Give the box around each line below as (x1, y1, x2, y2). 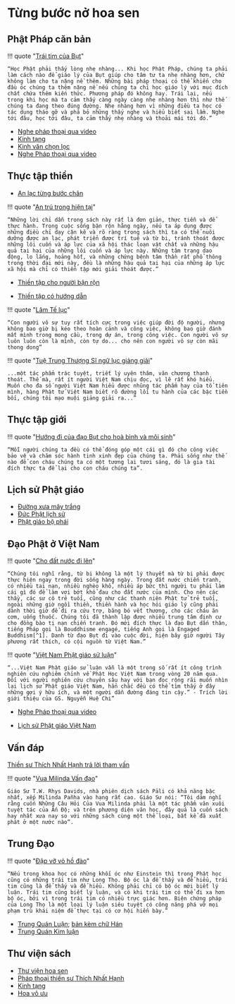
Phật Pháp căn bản (7, 33, 91, 45)
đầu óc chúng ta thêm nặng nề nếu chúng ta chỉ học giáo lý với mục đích (7, 84, 229, 91)
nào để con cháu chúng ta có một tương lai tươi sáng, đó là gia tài (7, 458, 216, 465)
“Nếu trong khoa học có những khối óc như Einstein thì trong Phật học (7, 870, 222, 877)
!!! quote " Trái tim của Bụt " (7, 52, 84, 60)
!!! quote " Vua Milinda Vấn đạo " (7, 775, 99, 783)
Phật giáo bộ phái (17, 518, 69, 526)
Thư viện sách (7, 948, 72, 960)
